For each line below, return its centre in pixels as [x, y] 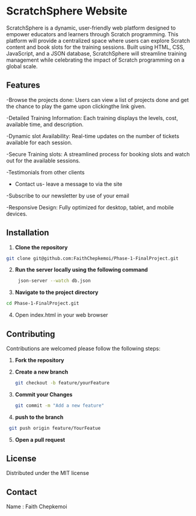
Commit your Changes [44, 394]
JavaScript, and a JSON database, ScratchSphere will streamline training [96, 53]
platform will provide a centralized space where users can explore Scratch [98, 40]
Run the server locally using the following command [81, 270]
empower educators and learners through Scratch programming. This [92, 34]
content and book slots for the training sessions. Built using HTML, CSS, [96, 47]
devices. [17, 214]
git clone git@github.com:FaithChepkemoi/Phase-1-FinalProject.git [93, 258]
